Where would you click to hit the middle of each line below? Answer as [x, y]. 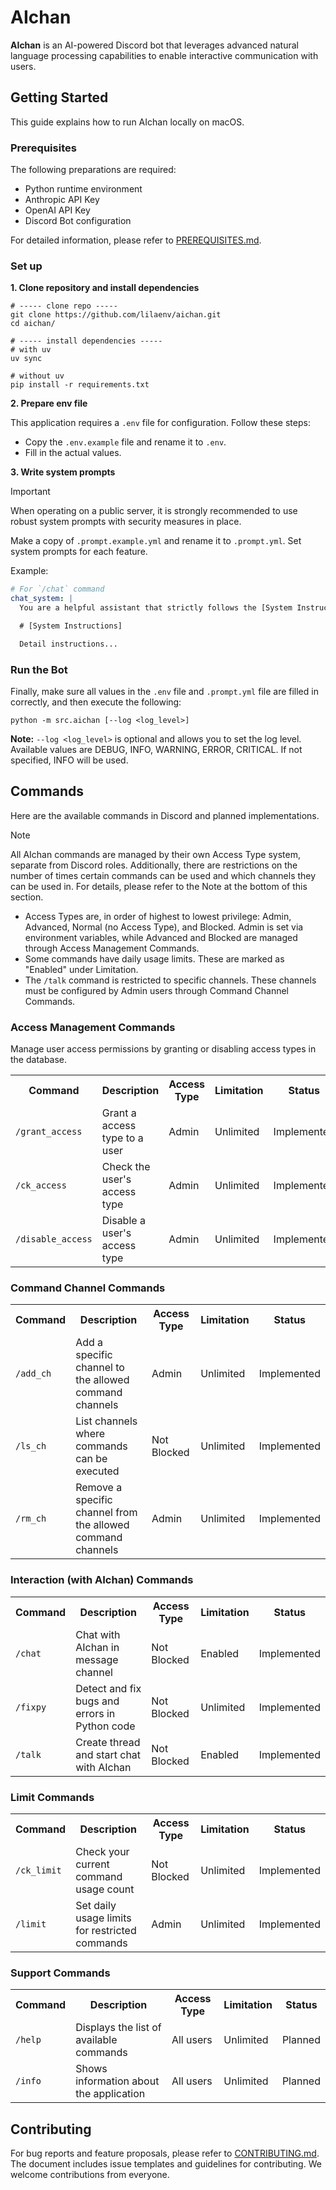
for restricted [106, 1931]
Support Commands [60, 1973]
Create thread [108, 1742]
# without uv [37, 376]
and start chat [108, 1754]
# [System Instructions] [71, 626]
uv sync [26, 359]
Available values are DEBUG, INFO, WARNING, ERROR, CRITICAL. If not [156, 750]
